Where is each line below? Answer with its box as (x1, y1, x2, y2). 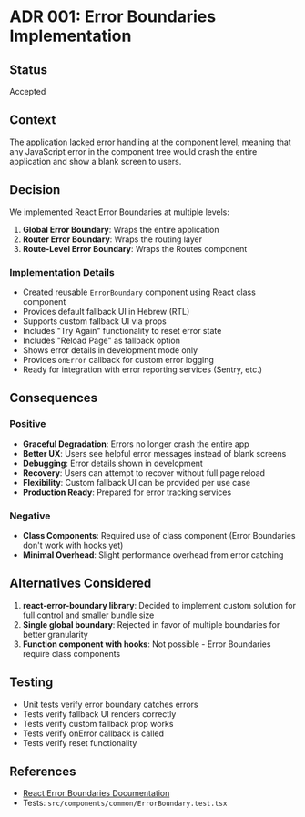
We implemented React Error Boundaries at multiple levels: (9, 207, 230, 217)
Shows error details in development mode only (22, 344, 198, 356)
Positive (9, 418, 46, 430)
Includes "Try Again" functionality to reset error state (22, 325, 222, 336)
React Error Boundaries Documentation (22, 788, 170, 799)
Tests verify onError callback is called (22, 728, 165, 739)
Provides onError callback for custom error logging (22, 354, 214, 365)
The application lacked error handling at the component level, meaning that (9, 136, 291, 147)
